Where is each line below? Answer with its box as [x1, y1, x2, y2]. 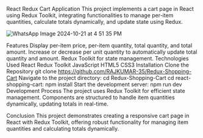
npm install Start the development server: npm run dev [45, 81, 182, 88]
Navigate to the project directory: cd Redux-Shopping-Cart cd [18, 74, 174, 81]
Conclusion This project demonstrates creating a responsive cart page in [6, 112, 190, 119]
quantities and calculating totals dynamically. [6, 125, 119, 132]
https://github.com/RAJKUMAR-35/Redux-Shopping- [57, 68, 192, 75]
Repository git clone [6, 68, 57, 75]
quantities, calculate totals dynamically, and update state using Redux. [6, 18, 183, 25]
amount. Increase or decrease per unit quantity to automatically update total [6, 48, 198, 56]
